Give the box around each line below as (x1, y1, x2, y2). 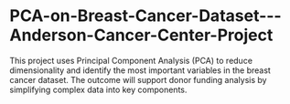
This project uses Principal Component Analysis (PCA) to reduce (9, 55, 253, 66)
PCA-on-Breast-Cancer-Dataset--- (9, 5, 282, 26)
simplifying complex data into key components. (9, 84, 188, 95)
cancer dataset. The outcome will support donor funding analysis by (9, 74, 267, 85)
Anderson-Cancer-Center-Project (9, 25, 274, 46)
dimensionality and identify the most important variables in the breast (9, 65, 272, 76)
